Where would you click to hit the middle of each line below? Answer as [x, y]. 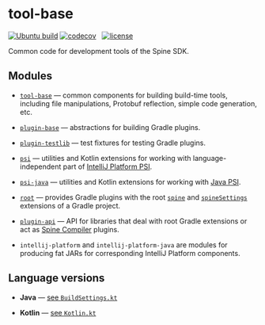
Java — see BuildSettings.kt [68, 297]
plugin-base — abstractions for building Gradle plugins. [110, 127]
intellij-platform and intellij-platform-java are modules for [123, 245]
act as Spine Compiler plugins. [70, 229]
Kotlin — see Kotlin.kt [58, 312]
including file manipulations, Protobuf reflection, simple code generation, [138, 103]
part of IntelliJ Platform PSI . [108, 166]
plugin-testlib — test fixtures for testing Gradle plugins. [112, 143]
